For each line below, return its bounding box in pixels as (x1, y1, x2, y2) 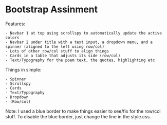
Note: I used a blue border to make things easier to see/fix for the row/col (5, 108, 161, 114)
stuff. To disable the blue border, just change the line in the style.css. (5, 113, 152, 119)
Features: (5, 21, 26, 27)
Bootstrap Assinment (5, 4, 98, 15)
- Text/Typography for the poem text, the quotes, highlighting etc (5, 58, 155, 63)
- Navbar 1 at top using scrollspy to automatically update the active (5, 30, 162, 35)
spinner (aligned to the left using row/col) (5, 44, 104, 49)
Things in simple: (5, 66, 42, 73)
